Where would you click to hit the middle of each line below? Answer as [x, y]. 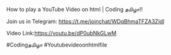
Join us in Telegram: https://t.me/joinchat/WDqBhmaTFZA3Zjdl [85, 21]
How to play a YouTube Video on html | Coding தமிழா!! [75, 9]
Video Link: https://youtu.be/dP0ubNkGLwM [61, 33]
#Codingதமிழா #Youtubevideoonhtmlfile [57, 45]
